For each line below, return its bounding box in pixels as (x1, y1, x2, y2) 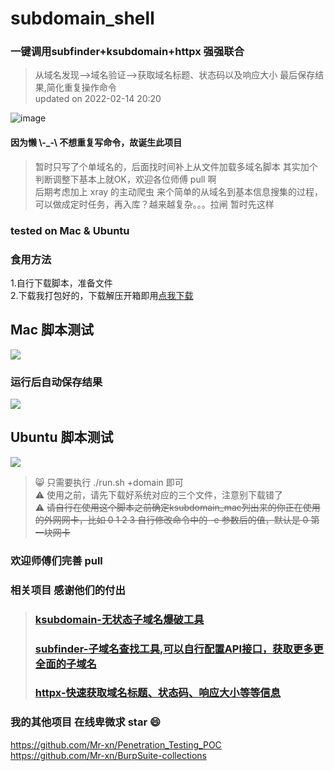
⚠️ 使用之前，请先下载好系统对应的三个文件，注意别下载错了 (34, 488, 284, 501)
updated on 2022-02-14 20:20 (34, 93, 162, 105)
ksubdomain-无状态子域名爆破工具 (34, 612, 205, 626)
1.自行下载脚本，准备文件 (10, 277, 113, 289)
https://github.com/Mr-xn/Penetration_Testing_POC (10, 738, 222, 751)
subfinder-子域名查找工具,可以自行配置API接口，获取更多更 (34, 642, 324, 656)
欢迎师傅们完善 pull (10, 553, 103, 567)
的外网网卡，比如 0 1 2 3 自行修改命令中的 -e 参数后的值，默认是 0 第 (34, 513, 320, 526)
